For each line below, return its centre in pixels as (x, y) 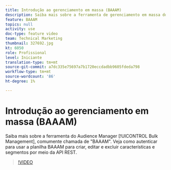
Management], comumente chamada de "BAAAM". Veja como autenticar (81, 141)
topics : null (19, 24)
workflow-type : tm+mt (28, 72)
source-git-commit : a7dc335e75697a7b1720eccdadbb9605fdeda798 (73, 67)
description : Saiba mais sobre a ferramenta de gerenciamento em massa (83, 15)
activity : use (20, 29)
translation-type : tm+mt (32, 62)
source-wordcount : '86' (31, 77)
